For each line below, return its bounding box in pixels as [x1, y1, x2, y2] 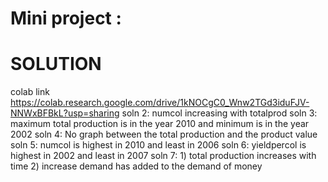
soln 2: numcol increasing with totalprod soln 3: [121, 107, 318, 119]
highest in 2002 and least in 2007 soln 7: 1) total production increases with [10, 150, 317, 162]
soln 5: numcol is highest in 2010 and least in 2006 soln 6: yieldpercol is [10, 139, 307, 151]
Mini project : [10, 7, 122, 30]
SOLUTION [10, 53, 102, 76]
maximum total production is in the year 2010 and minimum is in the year [10, 118, 310, 130]
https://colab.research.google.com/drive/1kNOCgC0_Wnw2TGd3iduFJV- [10, 97, 310, 109]
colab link [10, 86, 50, 98]
